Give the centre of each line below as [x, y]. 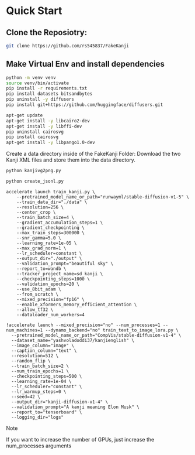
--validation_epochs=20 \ [48, 284]
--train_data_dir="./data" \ [52, 202]
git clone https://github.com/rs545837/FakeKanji [68, 46]
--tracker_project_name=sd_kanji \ [60, 273]
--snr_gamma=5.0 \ [39, 238]
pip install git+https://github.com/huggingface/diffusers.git [85, 105]
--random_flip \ [31, 361]
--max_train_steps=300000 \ [51, 232]
